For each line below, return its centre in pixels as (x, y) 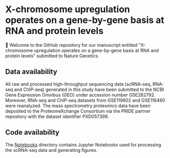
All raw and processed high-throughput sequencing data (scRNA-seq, (78, 84)
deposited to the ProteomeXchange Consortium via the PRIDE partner (78, 111)
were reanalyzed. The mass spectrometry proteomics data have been (78, 106)
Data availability (31, 72)
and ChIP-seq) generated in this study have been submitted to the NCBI (89, 89)
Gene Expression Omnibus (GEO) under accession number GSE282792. (80, 94)
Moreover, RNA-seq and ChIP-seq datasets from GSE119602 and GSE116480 (85, 100)
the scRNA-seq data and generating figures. (52, 150)
